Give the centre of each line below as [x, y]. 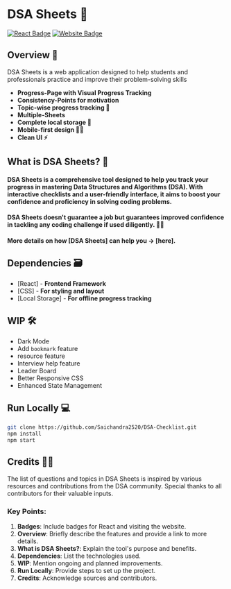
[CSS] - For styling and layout [61, 291]
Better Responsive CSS [50, 378]
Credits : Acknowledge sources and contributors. [87, 578]
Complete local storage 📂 [54, 122]
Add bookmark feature [48, 348]
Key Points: [27, 511]
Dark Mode [33, 341]
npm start [22, 441]
